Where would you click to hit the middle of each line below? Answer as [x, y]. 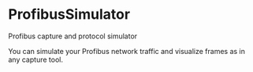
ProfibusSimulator [69, 14]
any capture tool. [35, 59]
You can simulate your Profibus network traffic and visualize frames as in [127, 51]
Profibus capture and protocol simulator [73, 36]
